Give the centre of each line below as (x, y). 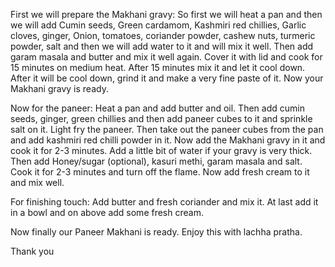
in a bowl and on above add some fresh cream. (107, 212)
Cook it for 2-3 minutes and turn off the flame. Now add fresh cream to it (160, 172)
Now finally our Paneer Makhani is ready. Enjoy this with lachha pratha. (156, 232)
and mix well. (37, 182)
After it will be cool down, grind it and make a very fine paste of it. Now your (167, 78)
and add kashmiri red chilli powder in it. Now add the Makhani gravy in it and (168, 140)
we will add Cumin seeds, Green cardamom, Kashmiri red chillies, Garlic (158, 25)
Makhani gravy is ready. (59, 88)
